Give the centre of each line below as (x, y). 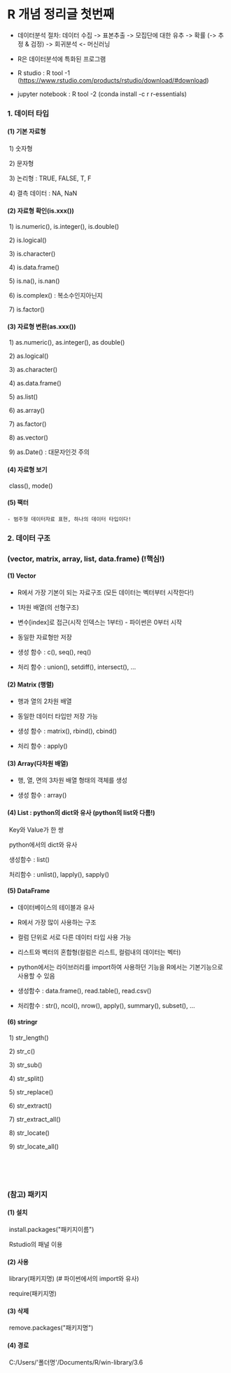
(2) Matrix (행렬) (31, 684)
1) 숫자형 (21, 149)
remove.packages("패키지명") (51, 1328)
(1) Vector (22, 576)
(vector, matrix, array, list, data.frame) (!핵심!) (86, 559)
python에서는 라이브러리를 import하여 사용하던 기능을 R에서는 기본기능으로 (120, 967)
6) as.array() (27, 411)
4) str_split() (26, 1078)
